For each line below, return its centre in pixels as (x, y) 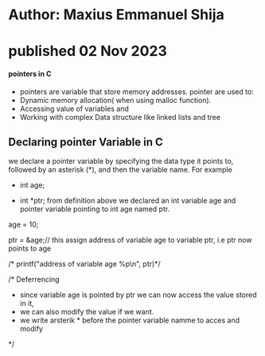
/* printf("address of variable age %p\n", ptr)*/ (84, 264)
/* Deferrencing (34, 279)
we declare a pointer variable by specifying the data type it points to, (121, 161)
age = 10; (23, 224)
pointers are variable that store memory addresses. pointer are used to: (137, 91)
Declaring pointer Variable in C (86, 142)
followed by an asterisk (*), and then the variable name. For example (120, 170)
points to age (30, 248)
